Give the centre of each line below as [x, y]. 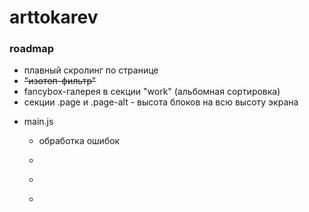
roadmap [32, 49]
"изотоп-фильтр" [60, 81]
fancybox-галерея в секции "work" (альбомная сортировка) [152, 92]
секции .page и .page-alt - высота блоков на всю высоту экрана [161, 102]
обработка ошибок [79, 141]
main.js [38, 122]
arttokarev [54, 17]
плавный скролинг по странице [91, 70]
